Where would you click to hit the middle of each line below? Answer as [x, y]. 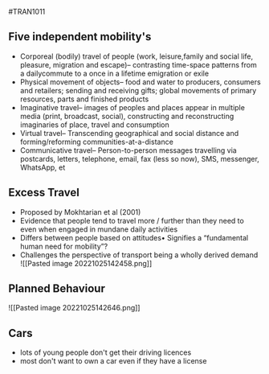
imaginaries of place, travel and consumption [95, 125]
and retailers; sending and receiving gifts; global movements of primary [138, 90]
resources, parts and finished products [84, 99]
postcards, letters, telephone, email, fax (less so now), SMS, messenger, [139, 158]
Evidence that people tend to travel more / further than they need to [132, 220]
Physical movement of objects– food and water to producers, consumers [140, 82]
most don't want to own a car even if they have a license [113, 361]
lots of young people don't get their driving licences [106, 352]
